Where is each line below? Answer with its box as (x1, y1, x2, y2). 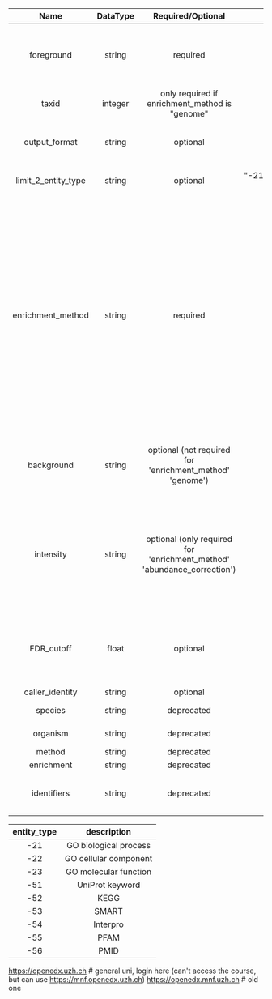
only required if (160, 88, 219, 99)
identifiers (31, 788, 70, 799)
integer (102, 98, 130, 109)
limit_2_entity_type (15, 175, 87, 186)
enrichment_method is (147, 98, 232, 109)
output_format (23, 137, 79, 147)
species (36, 705, 66, 715)
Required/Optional (152, 11, 226, 21)
